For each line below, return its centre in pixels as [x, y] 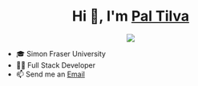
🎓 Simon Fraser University [61, 53]
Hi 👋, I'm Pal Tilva [131, 16]
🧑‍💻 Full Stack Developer [56, 65]
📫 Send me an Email [51, 74]
